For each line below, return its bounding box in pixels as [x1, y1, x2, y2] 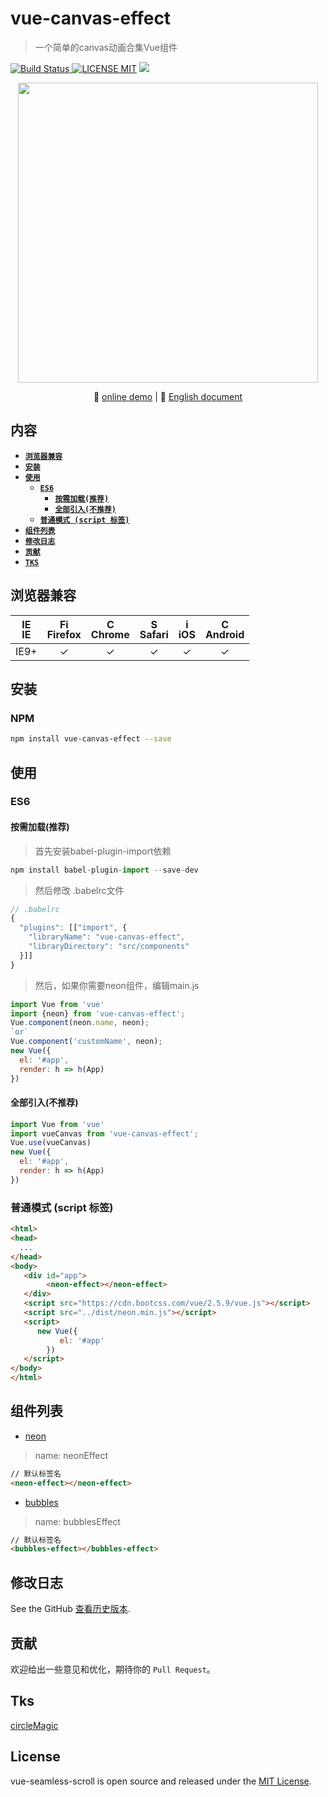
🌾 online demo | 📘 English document [93, 390, 243, 402]
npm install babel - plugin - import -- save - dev [10, 865, 199, 875]
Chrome [90, 627, 130, 641]
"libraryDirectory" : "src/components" [28, 942, 190, 952]
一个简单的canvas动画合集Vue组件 [34, 41, 178, 53]
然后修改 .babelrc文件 [34, 884, 125, 896]
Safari [139, 627, 169, 641]
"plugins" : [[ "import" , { [19, 923, 128, 933]
